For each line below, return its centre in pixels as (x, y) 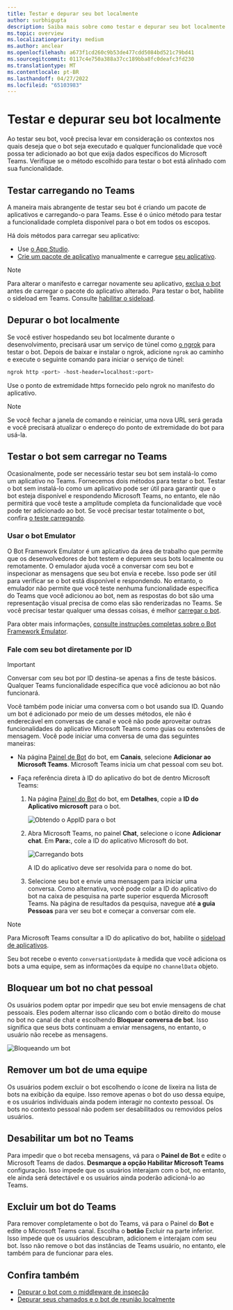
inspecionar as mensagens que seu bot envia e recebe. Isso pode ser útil (112, 573)
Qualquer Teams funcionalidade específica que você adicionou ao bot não (114, 686)
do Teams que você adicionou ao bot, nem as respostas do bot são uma (111, 595)
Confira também (43, 1275)
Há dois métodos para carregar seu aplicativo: (74, 235)
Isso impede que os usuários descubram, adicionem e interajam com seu (112, 1238)
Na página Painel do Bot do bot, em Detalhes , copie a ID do (113, 799)
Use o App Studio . (43, 249)
